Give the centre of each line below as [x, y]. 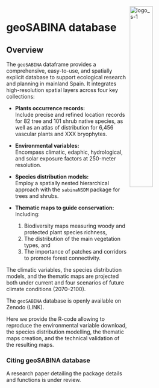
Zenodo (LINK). [25, 307]
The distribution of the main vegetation [72, 239]
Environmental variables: [47, 146]
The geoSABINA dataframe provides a [51, 64]
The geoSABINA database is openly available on [64, 301]
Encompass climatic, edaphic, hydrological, [69, 152]
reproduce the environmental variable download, [67, 325]
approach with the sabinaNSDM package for [67, 189]
